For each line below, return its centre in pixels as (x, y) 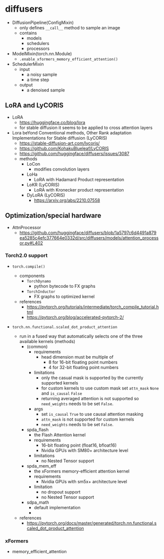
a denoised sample (46, 90)
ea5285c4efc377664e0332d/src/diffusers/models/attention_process (89, 237)
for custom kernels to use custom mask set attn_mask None (100, 388)
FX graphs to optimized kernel (64, 296)
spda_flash (38, 430)
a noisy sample (42, 74)
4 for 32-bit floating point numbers (83, 367)
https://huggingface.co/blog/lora (52, 122)
